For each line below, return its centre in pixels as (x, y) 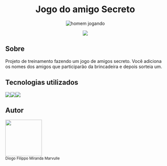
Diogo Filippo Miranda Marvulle (32, 158)
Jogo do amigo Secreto (85, 9)
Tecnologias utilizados (42, 82)
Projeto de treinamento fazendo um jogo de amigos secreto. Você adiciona (83, 61)
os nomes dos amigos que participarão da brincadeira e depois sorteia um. (84, 67)
